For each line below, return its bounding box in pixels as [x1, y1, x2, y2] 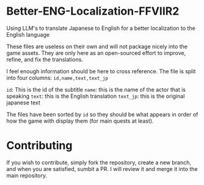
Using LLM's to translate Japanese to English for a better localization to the [6, 24, 195, 32]
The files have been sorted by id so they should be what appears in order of [6, 111, 199, 118]
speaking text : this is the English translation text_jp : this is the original [6, 92, 185, 100]
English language [6, 31, 50, 38]
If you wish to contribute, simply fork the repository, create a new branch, [6, 159, 191, 166]
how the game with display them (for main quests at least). [6, 117, 154, 125]
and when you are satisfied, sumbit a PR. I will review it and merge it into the [6, 165, 198, 172]
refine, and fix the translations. [6, 56, 84, 63]
